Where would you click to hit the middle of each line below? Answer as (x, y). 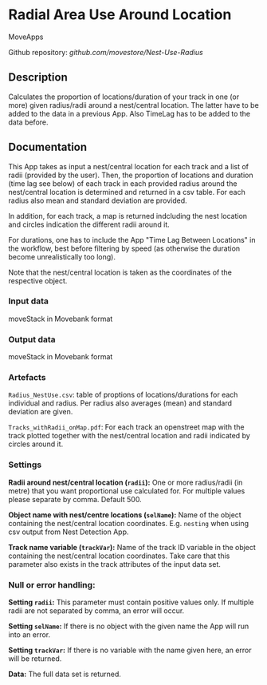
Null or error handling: (52, 584)
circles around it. (36, 444)
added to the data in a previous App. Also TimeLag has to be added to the (130, 113)
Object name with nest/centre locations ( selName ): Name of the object (125, 515)
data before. (29, 122)
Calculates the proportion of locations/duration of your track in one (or (124, 97)
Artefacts (27, 378)
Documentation (48, 147)
